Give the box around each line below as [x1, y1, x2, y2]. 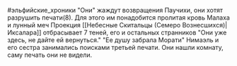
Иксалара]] [7, 28, 42, 37]
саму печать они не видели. [7, 51, 93, 59]
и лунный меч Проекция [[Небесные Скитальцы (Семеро [7, 21, 181, 29]
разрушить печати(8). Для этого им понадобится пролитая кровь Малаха [7, 13, 230, 22]
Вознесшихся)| [182, 21, 228, 29]
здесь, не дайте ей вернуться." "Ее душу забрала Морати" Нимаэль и [7, 36, 219, 44]
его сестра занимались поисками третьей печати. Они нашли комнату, [7, 44, 224, 51]
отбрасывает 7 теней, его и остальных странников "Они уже [42, 28, 227, 37]
